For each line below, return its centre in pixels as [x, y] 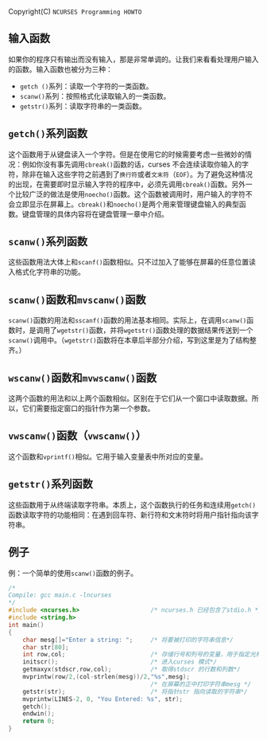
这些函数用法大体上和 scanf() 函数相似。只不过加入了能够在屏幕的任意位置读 [132, 262]
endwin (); [39, 714]
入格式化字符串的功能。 [46, 272]
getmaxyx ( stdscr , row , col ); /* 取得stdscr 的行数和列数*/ [132, 670]
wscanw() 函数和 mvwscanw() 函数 [83, 378]
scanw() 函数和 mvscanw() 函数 [77, 299]
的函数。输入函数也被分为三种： [60, 69]
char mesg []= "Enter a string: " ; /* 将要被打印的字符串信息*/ [128, 640]
